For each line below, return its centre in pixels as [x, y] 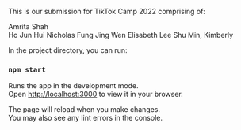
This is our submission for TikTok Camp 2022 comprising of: [107, 11]
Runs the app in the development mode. [73, 86]
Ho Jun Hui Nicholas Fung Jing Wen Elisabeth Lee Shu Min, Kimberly [121, 35]
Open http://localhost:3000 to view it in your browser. [96, 95]
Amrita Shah [29, 26]
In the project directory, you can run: [68, 50]
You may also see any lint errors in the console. [85, 118]
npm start [27, 69]
